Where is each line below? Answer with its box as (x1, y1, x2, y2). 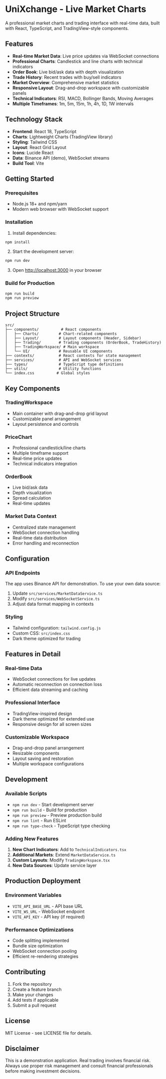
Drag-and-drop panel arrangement (12, 745, 84, 751)
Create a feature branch (12, 986, 62, 992)
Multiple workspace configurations (12, 761, 84, 766)
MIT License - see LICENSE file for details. (5, 1030, 92, 1036)
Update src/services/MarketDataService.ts (12, 590, 103, 596)
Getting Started (5, 175, 54, 183)
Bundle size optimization (12, 942, 63, 948)
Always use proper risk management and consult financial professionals (5, 1063, 154, 1069)
